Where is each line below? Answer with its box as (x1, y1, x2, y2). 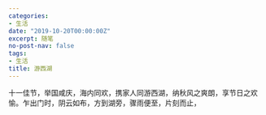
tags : (8, 49, 27, 57)
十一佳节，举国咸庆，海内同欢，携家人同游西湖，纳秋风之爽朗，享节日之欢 (8, 87, 258, 97)
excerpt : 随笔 (8, 34, 55, 43)
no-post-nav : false (8, 42, 75, 50)
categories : (8, 11, 49, 20)
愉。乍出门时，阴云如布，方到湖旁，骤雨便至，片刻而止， (8, 98, 201, 108)
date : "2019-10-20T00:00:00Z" (8, 27, 111, 35)
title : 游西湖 (8, 65, 53, 73)
